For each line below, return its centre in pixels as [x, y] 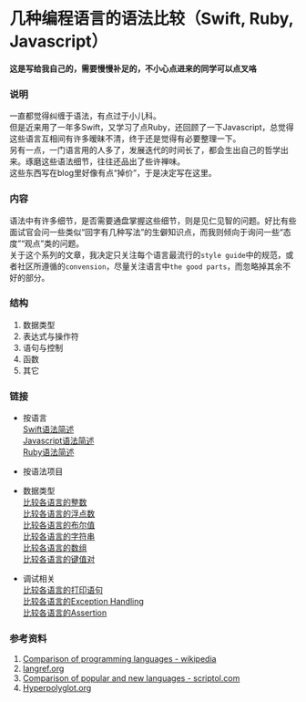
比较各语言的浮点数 [59, 514]
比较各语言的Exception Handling [83, 602]
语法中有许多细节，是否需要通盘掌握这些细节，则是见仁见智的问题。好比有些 [153, 221]
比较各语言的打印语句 [62, 590]
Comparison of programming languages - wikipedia [119, 659]
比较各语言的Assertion [65, 613]
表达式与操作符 [51, 336]
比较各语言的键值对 [59, 559]
